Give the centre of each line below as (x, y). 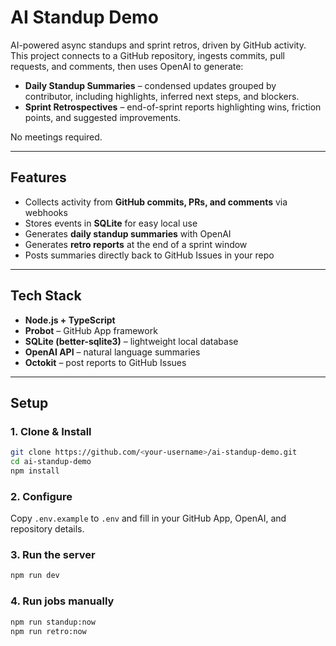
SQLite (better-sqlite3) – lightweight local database (131, 341)
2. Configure (41, 496)
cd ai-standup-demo (51, 462)
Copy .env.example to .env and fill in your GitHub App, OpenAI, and (148, 518)
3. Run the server (53, 555)
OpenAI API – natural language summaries (112, 352)
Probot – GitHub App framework (91, 330)
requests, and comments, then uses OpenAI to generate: (127, 66)
